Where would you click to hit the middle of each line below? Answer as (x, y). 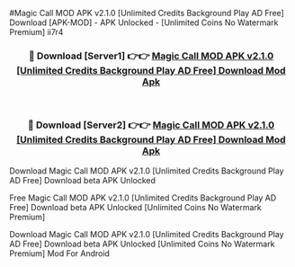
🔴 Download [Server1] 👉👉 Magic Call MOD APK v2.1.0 (151, 56)
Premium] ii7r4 (36, 32)
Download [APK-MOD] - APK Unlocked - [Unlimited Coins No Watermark (144, 22)
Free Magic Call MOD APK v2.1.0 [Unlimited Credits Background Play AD (143, 198)
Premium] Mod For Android (60, 253)
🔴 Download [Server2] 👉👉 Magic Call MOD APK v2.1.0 (151, 125)
